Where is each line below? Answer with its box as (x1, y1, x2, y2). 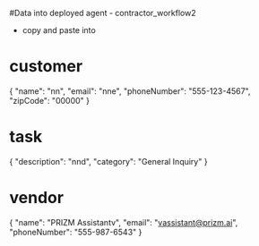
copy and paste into (22, 25, 96, 35)
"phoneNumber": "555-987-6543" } (9, 226, 142, 237)
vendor (9, 188, 65, 208)
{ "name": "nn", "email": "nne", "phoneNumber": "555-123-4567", (9, 85, 251, 97)
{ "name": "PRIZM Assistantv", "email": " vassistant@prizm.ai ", (9, 216, 238, 227)
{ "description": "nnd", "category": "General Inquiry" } (9, 156, 208, 166)
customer (9, 56, 83, 77)
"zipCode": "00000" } (9, 95, 90, 106)
